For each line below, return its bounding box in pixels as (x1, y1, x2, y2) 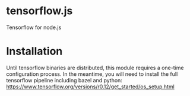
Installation (6, 44, 63, 58)
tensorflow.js (6, 4, 73, 18)
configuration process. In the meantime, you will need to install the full (6, 70, 178, 78)
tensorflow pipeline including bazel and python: (6, 76, 123, 84)
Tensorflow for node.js (6, 24, 62, 31)
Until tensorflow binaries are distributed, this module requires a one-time (6, 64, 184, 71)
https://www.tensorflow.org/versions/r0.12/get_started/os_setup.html (6, 83, 175, 90)
